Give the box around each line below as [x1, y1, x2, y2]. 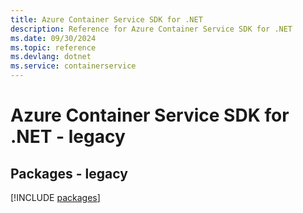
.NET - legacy [10, 126, 126, 148]
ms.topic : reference [10, 42, 97, 53]
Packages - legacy [10, 165, 128, 182]
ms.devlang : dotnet [10, 52, 92, 62]
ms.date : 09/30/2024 [10, 33, 97, 43]
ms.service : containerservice [10, 61, 137, 71]
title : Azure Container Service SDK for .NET [10, 14, 203, 25]
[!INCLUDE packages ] [10, 192, 101, 203]
